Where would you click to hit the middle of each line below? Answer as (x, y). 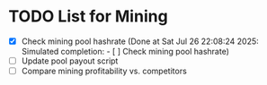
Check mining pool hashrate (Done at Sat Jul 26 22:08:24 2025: (140, 41)
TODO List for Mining (88, 17)
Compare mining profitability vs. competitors (104, 71)
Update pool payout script (70, 61)
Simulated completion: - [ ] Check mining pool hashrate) (125, 51)
